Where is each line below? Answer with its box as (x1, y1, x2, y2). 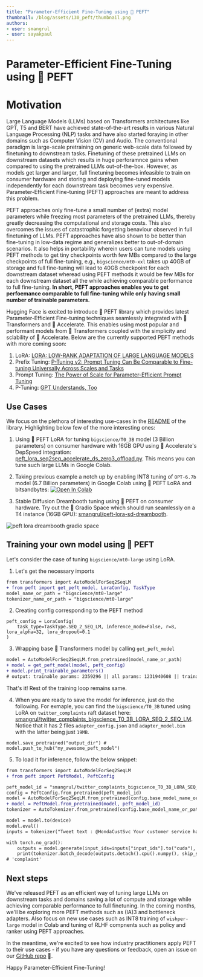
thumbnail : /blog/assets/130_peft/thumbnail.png (6, 15, 131, 21)
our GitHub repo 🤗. (6, 952, 53, 959)
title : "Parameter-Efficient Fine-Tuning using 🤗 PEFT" (6, 8, 150, 15)
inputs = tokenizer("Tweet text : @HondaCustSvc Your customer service (6, 828, 190, 834)
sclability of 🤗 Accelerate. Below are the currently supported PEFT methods (6, 334, 195, 341)
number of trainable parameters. (6, 297, 90, 304)
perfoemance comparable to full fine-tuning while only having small (6, 290, 181, 297)
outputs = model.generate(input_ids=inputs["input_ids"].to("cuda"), (17, 845, 196, 851)
